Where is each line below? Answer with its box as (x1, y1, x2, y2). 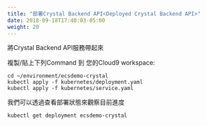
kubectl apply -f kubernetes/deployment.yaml (7, 79, 143, 86)
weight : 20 (7, 23, 39, 30)
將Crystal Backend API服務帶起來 (7, 44, 104, 52)
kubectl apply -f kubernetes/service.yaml (7, 85, 134, 92)
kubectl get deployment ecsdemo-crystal (7, 112, 128, 120)
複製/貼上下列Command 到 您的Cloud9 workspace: (7, 58, 156, 67)
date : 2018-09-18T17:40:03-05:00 (7, 17, 106, 24)
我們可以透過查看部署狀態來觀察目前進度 (7, 98, 125, 106)
